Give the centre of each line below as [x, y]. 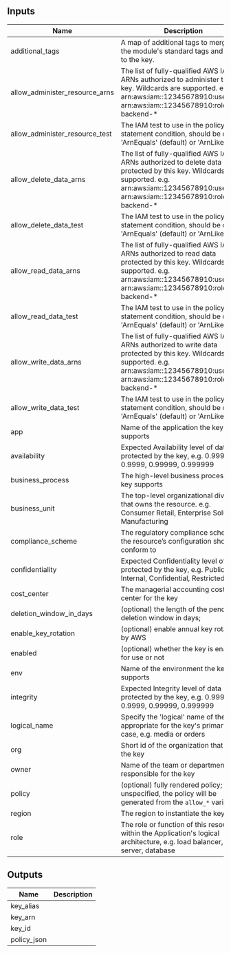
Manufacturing [144, 521]
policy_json [29, 939]
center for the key [150, 597]
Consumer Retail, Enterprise [166, 513]
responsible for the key [158, 773]
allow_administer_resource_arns [63, 92]
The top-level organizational [167, 495]
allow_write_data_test [45, 407]
